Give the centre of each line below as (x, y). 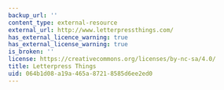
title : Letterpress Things (52, 67)
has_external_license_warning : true (68, 45)
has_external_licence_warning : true (68, 37)
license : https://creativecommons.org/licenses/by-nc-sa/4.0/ (112, 59)
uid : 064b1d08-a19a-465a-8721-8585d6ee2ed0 (81, 74)
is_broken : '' (31, 52)
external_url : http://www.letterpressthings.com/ (91, 30)
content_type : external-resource (63, 23)
